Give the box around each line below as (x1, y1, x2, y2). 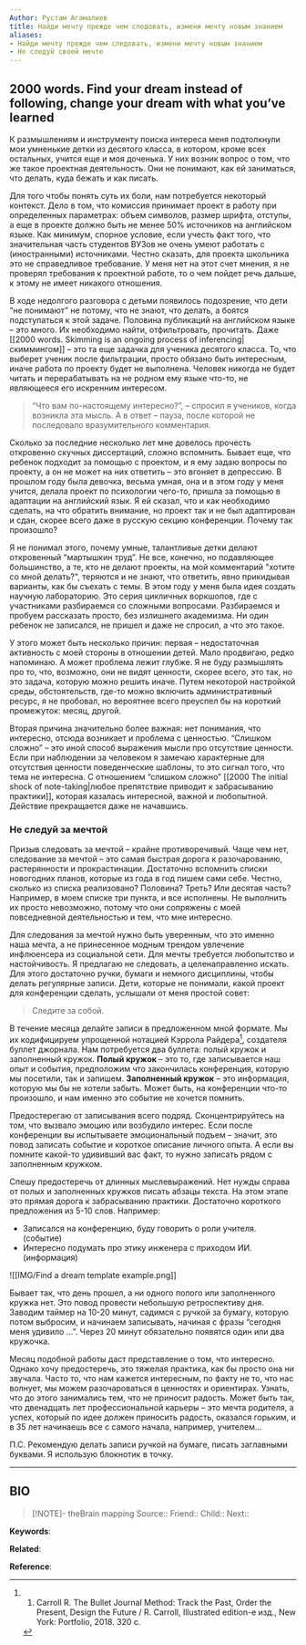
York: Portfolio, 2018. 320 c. (36, 1616, 141, 1627)
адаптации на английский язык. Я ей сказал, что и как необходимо (9, 495, 270, 506)
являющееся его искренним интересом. (9, 382, 168, 393)
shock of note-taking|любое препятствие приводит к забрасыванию (9, 781, 274, 792)
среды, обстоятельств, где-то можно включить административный (9, 685, 273, 696)
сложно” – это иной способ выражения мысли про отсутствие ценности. (9, 742, 294, 753)
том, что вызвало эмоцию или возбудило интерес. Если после (9, 1119, 253, 1130)
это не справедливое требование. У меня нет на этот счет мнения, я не (9, 257, 290, 269)
